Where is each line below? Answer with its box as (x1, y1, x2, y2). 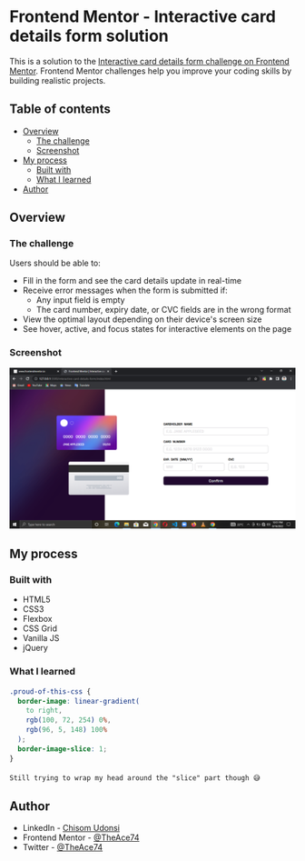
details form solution (9, 25, 170, 46)
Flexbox (22, 614, 53, 625)
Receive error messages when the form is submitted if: (22, 285, 229, 296)
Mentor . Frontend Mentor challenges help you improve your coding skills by (9, 65, 292, 76)
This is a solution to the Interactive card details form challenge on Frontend (9, 55, 290, 66)
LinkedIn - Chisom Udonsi (22, 823, 121, 834)
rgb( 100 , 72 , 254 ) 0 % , (25, 716, 112, 725)
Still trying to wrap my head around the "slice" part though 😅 (9, 773, 261, 783)
